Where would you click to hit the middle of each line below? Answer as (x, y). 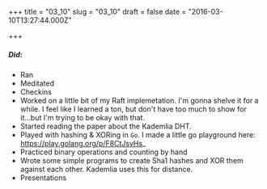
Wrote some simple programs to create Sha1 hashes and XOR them (132, 160)
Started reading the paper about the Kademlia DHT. (106, 126)
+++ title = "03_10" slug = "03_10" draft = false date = (97, 12)
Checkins (36, 91)
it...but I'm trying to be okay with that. (83, 117)
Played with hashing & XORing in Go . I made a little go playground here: (138, 134)
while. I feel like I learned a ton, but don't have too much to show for (133, 109)
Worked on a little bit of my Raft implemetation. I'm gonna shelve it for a (139, 100)
